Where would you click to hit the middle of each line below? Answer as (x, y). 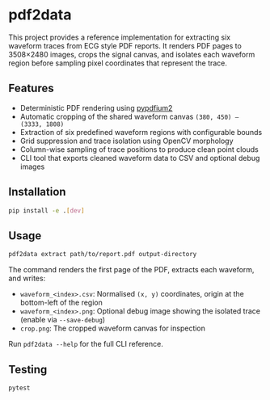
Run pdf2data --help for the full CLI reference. (86, 344)
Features (31, 88)
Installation (37, 192)
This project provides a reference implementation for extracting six (120, 37)
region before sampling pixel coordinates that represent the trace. (118, 63)
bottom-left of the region (61, 303)
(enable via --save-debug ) (63, 320)
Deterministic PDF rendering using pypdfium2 (96, 107)
